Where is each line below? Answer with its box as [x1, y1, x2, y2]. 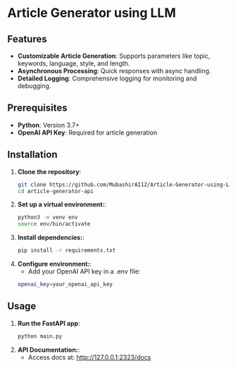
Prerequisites [7, 102, 68, 114]
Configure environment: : [17, 259, 92, 268]
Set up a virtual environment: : [17, 200, 107, 209]
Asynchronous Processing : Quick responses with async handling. [17, 67, 211, 75]
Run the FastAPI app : [17, 319, 80, 327]
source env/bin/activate [17, 221, 91, 228]
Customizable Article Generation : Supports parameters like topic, [17, 51, 211, 60]
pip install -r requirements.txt [17, 247, 116, 254]
